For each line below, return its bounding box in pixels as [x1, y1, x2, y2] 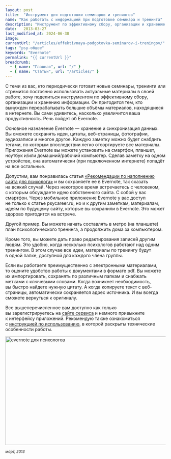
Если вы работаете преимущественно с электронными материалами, [5, 262, 158, 268]
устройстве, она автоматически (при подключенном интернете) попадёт [5, 158, 165, 164]
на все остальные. [5, 164, 46, 169]
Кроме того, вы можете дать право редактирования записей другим [5, 236, 156, 242]
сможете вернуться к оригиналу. [5, 295, 78, 301]
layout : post [5, 7, 33, 13]
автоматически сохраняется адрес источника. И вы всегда [28, 289, 159, 295]
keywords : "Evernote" [5, 50, 51, 55]
